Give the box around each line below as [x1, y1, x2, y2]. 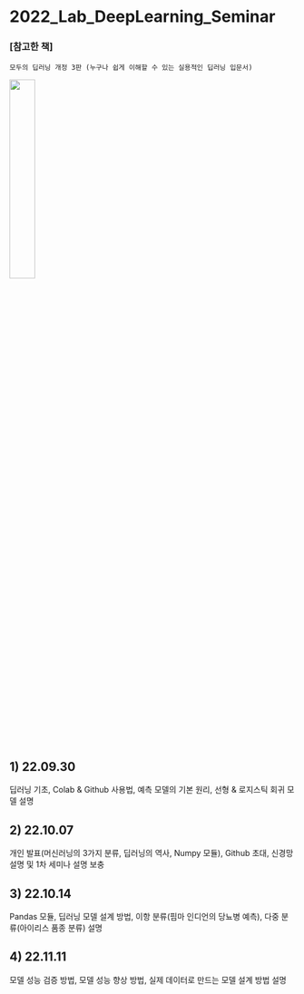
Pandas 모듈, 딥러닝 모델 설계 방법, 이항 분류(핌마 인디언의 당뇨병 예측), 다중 [9, 911, 279, 921]
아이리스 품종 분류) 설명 [19, 922, 103, 933]
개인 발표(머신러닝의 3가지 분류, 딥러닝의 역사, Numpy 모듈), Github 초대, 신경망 [9, 848, 294, 859]
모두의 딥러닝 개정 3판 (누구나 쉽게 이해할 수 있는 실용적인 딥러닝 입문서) [9, 63, 253, 73]
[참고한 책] [9, 41, 54, 54]
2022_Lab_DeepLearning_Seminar [9, 6, 276, 27]
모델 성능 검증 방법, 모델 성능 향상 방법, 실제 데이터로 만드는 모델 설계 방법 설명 [9, 974, 288, 985]
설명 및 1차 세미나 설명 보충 [9, 859, 105, 870]
